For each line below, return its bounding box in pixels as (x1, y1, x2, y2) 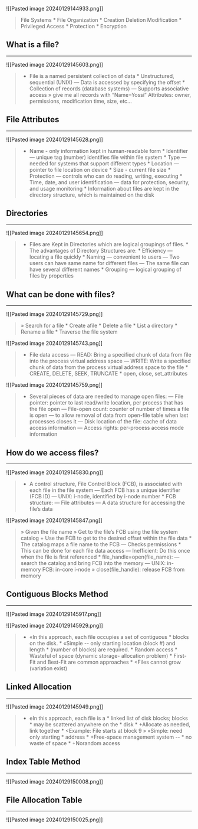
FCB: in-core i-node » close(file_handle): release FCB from (42, 566, 185, 573)
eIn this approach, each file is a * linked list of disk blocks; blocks (29, 714, 189, 722)
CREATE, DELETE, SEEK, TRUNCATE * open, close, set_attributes (29, 370, 188, 377)
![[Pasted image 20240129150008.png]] (6, 778, 103, 785)
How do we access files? (6, 448, 99, 458)
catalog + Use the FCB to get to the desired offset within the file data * (20, 534, 192, 542)
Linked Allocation (6, 682, 72, 692)
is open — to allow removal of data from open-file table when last (29, 412, 189, 419)
